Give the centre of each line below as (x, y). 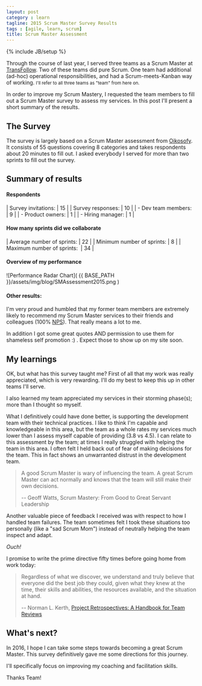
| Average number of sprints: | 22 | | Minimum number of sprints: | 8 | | (93, 241)
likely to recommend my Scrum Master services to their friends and (90, 316)
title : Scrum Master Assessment (47, 34)
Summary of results (44, 179)
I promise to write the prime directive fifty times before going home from (96, 558)
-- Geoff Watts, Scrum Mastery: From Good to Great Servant (96, 497)
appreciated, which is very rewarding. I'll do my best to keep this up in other (100, 380)
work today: (21, 565)
